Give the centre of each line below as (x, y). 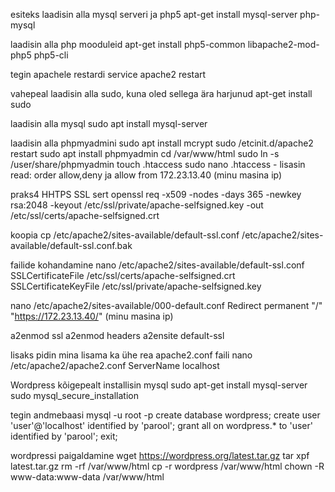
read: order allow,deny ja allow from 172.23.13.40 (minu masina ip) (146, 175)
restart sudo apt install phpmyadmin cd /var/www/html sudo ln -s (145, 153)
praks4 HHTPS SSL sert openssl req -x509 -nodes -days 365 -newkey (156, 194)
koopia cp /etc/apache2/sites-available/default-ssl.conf (125, 235)
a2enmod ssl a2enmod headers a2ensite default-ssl (117, 335)
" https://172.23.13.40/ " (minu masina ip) (92, 316)
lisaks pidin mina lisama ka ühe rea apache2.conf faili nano (131, 355)
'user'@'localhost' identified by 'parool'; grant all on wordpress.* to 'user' (161, 425)
